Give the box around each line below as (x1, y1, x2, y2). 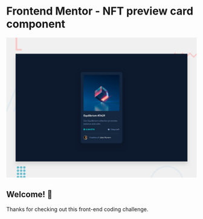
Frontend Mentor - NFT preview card (6, 4, 193, 18)
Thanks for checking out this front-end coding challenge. (6, 205, 149, 213)
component (6, 17, 65, 31)
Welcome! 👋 (6, 189, 53, 200)
